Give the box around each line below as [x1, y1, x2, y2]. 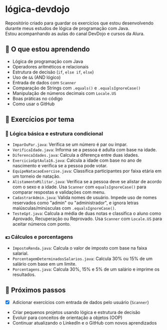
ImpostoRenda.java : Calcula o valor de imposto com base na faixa [12, 245, 147, 251]
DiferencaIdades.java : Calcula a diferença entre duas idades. [12, 152, 139, 158]
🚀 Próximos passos [5, 286, 66, 295]
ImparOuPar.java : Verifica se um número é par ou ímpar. [12, 141, 128, 148]
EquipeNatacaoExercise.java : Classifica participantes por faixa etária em [12, 168, 161, 174]
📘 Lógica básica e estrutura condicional [5, 130, 103, 137]
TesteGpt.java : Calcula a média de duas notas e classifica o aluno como [12, 211, 161, 217]
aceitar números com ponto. [12, 221, 71, 227]
